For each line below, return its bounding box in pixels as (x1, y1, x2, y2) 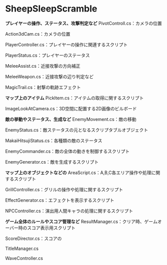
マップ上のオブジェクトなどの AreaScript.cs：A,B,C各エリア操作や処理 (5, 169, 151, 176)
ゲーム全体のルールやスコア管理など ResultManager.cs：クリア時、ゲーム (5, 218, 158, 224)
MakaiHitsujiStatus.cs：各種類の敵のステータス (5, 138, 103, 144)
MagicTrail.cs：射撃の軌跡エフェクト (5, 84, 81, 90)
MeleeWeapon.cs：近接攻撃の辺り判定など (5, 73, 94, 79)
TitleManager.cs (5, 245, 39, 251)
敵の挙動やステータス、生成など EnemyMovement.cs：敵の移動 (5, 116, 137, 122)
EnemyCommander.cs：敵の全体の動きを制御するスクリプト (5, 148, 130, 154)
